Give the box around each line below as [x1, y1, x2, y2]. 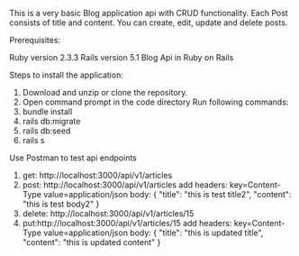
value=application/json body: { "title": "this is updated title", [43, 227, 264, 238]
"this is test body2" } [22, 198, 100, 209]
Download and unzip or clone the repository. [22, 87, 188, 97]
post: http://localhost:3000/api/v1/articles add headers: [22, 179, 228, 190]
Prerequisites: [9, 35, 61, 45]
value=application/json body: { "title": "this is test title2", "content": [43, 189, 292, 199]
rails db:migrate [22, 116, 81, 126]
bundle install [22, 106, 73, 116]
